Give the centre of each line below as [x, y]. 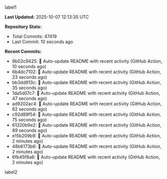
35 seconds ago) [29, 88]
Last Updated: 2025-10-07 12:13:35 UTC [47, 17]
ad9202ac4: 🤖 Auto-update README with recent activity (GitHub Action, [87, 104]
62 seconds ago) [29, 109]
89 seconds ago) [29, 130]
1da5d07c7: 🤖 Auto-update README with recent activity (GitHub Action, [86, 93]
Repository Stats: [23, 27]
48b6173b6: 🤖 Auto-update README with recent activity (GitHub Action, [87, 146]
